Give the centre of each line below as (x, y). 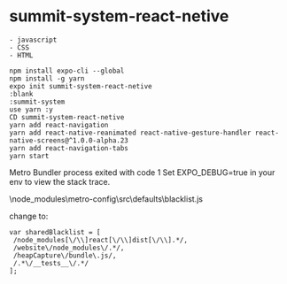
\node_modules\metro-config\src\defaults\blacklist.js (106, 199)
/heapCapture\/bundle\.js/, (65, 255)
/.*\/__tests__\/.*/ (51, 263)
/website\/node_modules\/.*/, (69, 248)
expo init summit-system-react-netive (81, 86)
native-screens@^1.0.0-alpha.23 (69, 140)
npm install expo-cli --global (67, 71)
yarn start (29, 156)
